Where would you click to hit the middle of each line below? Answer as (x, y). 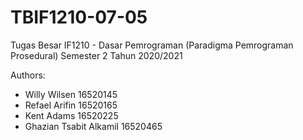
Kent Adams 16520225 (71, 115)
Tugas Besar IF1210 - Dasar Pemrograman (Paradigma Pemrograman (152, 45)
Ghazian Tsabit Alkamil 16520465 (93, 126)
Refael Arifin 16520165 (71, 105)
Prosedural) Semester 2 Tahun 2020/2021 (96, 55)
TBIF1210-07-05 (79, 17)
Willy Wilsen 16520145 (71, 94)
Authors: (28, 75)
